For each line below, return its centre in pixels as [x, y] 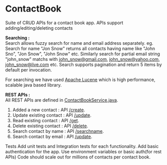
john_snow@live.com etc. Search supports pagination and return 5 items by [83, 64]
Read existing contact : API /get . [46, 120]
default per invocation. [29, 70]
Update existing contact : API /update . [52, 115]
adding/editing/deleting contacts [39, 28]
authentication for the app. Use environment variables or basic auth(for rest [83, 151]
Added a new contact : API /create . [49, 110]
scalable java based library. [33, 85]
